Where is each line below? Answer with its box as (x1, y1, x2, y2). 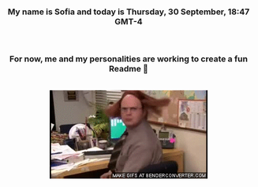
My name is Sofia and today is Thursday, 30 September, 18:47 (7, 6, 250, 17)
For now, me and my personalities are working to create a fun (9, 53, 249, 64)
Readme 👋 (109, 64, 148, 75)
